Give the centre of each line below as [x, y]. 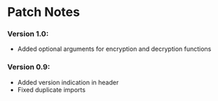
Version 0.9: [29, 67]
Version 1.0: [28, 34]
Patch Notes [44, 12]
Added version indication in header [68, 82]
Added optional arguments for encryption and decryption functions [114, 49]
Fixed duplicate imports [52, 90]
